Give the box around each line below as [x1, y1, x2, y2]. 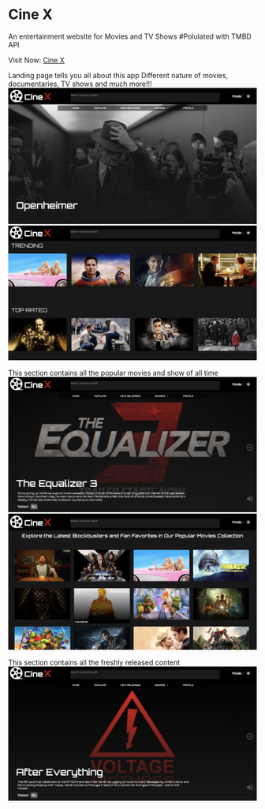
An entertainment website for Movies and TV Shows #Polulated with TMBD [8, 32, 252, 41]
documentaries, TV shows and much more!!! [8, 79, 152, 88]
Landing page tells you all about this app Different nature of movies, [8, 70, 229, 80]
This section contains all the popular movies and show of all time [8, 369, 218, 378]
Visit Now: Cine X [8, 55, 65, 65]
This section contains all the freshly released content [8, 657, 181, 667]
